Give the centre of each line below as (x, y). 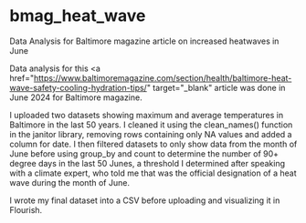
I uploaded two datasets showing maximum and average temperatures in (147, 115)
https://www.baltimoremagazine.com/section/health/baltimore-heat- (163, 77)
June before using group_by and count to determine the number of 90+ (144, 153)
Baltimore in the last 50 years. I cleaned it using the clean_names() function (151, 125)
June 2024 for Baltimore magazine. (76, 97)
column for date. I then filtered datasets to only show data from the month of (153, 144)
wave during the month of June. (70, 182)
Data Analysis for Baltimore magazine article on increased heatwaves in (144, 41)
